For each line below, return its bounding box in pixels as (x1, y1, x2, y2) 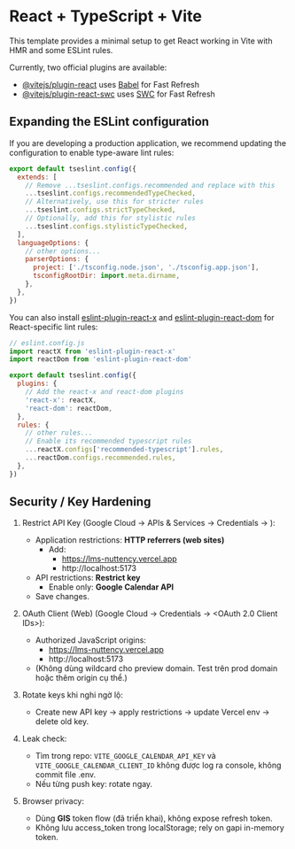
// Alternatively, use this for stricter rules (25, 197, 204, 206)
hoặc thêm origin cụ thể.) (35, 673, 128, 683)
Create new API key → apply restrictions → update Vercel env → (35, 706, 270, 718)
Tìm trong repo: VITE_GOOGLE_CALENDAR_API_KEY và (35, 751, 217, 761)
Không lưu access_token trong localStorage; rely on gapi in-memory (35, 822, 285, 833)
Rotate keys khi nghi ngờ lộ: (21, 690, 124, 700)
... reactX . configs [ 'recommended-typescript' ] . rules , (25, 445, 224, 454)
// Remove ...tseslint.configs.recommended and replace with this (25, 181, 276, 189)
